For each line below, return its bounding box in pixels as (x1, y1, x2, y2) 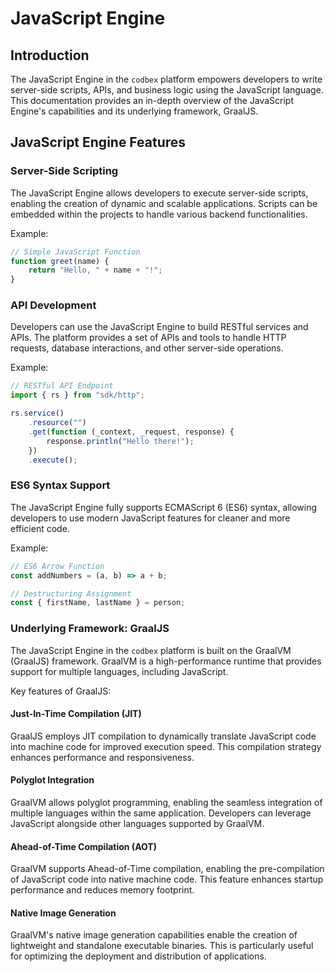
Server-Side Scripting (10, 164, 119, 178)
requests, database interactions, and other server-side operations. (10, 342, 284, 354)
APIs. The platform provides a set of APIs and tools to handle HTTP (10, 332, 287, 344)
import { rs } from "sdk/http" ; (10, 390, 145, 401)
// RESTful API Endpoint (10, 381, 114, 391)
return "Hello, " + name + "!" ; (28, 265, 163, 276)
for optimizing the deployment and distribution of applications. (10, 950, 267, 962)
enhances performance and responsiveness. (10, 751, 195, 763)
